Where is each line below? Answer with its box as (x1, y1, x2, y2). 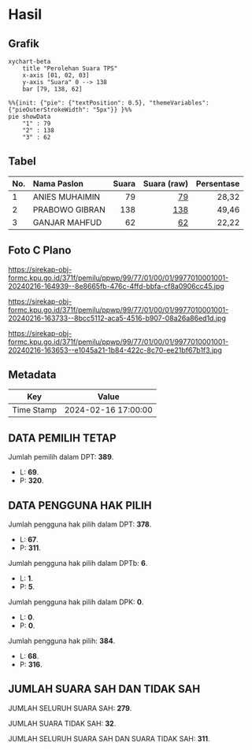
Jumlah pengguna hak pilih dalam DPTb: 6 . (8, 559, 148, 568)
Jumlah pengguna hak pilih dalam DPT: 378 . (8, 519, 152, 529)
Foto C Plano (8, 244, 72, 257)
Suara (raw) (143, 178, 189, 189)
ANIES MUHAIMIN (32, 191, 101, 202)
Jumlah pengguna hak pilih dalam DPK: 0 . (8, 597, 144, 607)
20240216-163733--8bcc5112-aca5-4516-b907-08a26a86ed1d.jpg (8, 313, 227, 323)
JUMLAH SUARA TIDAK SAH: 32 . (8, 719, 117, 728)
